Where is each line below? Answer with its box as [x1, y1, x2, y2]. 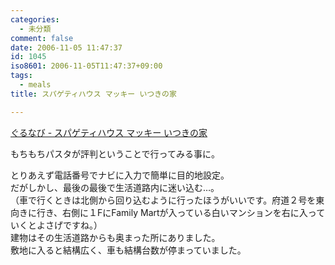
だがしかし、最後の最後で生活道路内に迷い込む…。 [10, 181, 220, 193]
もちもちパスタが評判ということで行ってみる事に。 [10, 147, 220, 160]
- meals [19, 80, 52, 90]
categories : [10, 14, 60, 25]
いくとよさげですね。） [10, 219, 103, 231]
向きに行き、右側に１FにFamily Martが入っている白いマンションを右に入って [10, 206, 326, 218]
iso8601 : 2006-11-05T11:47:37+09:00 [10, 61, 163, 71]
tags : [10, 71, 33, 81]
